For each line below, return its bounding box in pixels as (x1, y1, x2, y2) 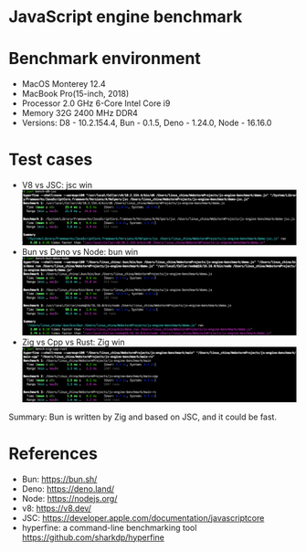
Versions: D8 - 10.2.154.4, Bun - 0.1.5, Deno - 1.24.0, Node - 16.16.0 (21, 117, 272, 129)
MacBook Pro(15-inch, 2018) (21, 89, 130, 100)
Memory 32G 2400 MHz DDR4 (21, 108, 139, 119)
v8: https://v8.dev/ (21, 503, 92, 514)
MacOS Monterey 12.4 (21, 79, 106, 90)
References (8, 443, 98, 463)
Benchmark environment (8, 48, 202, 69)
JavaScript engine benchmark (8, 6, 243, 27)
